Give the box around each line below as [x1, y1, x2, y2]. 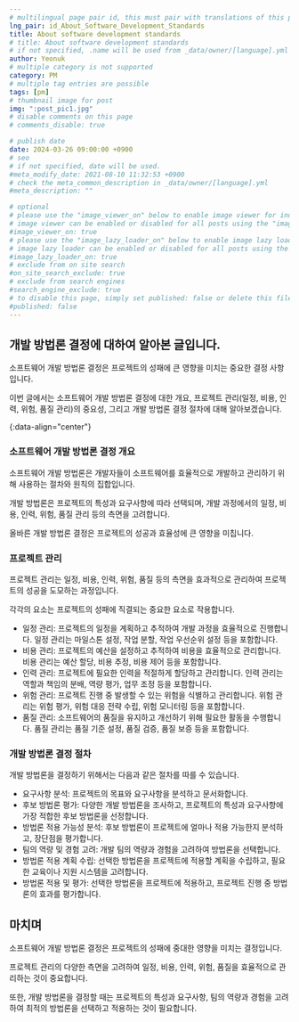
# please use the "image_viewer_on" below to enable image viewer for [9, 211, 277, 220]
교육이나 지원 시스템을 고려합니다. [31, 866, 149, 878]
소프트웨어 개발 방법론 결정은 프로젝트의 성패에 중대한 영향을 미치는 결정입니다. [9, 943, 283, 953]
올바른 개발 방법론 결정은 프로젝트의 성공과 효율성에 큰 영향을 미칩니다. [9, 527, 254, 538]
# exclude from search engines [9, 277, 125, 286]
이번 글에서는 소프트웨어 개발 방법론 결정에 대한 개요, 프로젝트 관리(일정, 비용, [9, 393, 278, 404]
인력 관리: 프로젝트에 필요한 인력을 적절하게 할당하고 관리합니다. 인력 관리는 [21, 667, 284, 678]
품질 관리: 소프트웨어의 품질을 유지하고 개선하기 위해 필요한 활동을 [21, 712, 251, 723]
